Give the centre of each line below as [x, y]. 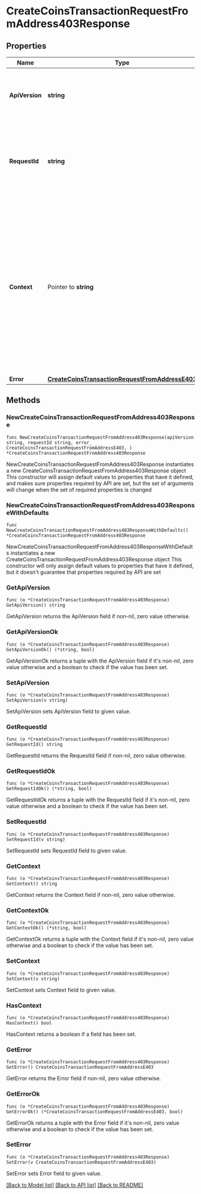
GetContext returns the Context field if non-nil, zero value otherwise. [91, 895]
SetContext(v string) [33, 979]
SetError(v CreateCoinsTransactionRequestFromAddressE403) [81, 1162]
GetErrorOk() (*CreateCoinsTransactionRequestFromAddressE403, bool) [95, 1112]
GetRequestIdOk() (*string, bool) [49, 789]
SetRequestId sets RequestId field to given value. [67, 850]
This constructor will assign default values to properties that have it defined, [100, 477]
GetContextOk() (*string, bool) [46, 928]
